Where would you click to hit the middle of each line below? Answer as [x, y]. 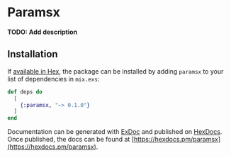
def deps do [25, 92]
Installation [33, 54]
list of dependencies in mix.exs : [53, 79]
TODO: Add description [43, 32]
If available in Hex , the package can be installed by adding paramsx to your [115, 71]
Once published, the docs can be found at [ [71, 140]
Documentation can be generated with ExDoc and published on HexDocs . [115, 132]
